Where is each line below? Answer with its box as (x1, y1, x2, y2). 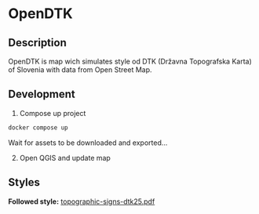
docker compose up (8, 123, 68, 132)
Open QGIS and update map (19, 153, 111, 162)
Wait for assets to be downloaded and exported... (8, 138, 168, 147)
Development (8, 88, 76, 101)
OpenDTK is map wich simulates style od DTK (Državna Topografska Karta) (8, 56, 253, 66)
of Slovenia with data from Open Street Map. (8, 65, 152, 74)
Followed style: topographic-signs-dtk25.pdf (8, 197, 155, 206)
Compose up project (19, 108, 86, 118)
